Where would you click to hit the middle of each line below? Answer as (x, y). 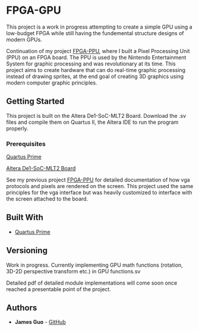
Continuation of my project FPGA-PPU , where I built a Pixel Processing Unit (98, 51)
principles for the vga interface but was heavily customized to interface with (99, 193)
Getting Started (35, 102)
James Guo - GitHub (40, 322)
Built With (25, 218)
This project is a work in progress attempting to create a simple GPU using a (99, 27)
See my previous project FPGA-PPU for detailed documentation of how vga (98, 180)
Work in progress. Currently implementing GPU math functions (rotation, (94, 265)
